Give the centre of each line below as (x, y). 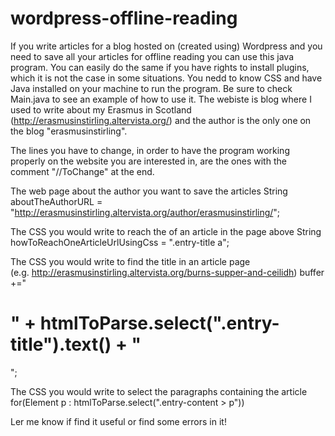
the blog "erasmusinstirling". (69, 131)
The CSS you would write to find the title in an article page (130, 261)
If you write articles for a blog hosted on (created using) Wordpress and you (166, 46)
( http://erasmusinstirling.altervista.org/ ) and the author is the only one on (161, 120)
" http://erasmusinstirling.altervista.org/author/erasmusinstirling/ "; (145, 212)
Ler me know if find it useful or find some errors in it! (118, 421)
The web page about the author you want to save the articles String (149, 191)
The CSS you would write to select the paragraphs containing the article (159, 391)
